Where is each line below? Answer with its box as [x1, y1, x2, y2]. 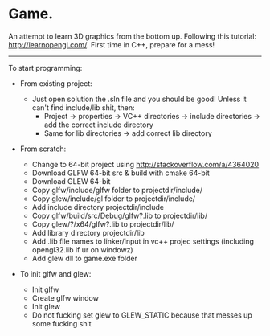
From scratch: [19, 144, 67, 154]
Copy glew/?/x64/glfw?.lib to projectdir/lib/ [31, 219, 174, 229]
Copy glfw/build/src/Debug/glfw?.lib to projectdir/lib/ [31, 211, 207, 220]
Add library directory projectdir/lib [31, 227, 145, 237]
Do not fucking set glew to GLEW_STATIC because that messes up [31, 310, 253, 320]
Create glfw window [31, 293, 99, 302]
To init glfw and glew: [19, 268, 92, 278]
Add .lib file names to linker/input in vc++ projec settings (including [31, 236, 255, 246]
